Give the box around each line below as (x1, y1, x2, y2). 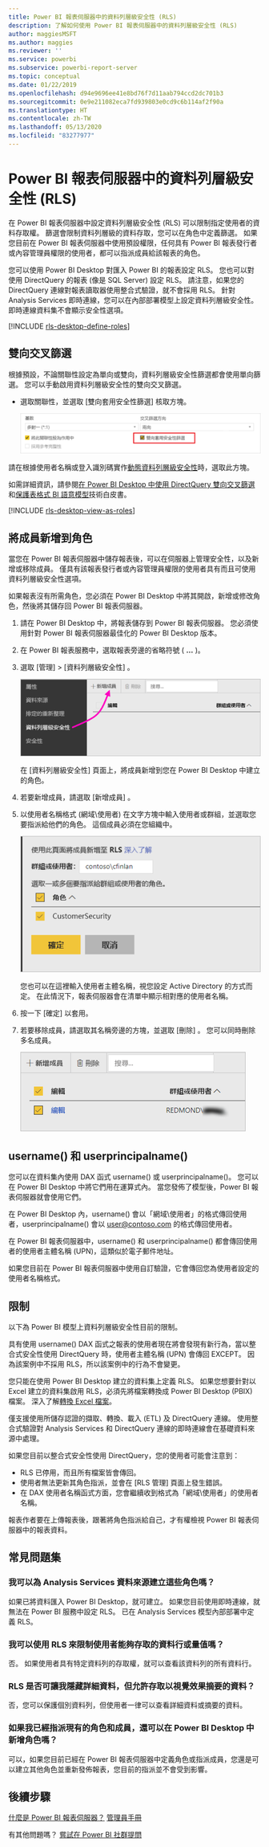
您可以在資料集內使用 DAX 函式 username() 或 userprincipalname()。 (8, 1172, 236, 1182)
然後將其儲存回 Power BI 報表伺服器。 (22, 601, 147, 611)
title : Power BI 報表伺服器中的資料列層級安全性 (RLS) (8, 13, 177, 21)
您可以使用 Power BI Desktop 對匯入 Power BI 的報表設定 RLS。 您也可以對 (8, 265, 255, 275)
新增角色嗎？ (8, 1735, 58, 1746)
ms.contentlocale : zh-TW (8, 115, 91, 123)
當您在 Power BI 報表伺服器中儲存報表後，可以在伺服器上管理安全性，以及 (8, 554, 252, 564)
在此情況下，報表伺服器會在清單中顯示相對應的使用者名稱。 (35, 991, 233, 1001)
